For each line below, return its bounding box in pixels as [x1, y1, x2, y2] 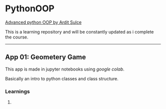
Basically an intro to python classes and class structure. [5, 75, 119, 81]
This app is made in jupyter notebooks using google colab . [5, 66, 124, 72]
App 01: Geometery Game [5, 53, 86, 62]
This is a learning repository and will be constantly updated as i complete [5, 29, 154, 35]
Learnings [5, 88, 30, 95]
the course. [5, 34, 29, 40]
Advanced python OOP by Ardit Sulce [5, 19, 82, 25]
